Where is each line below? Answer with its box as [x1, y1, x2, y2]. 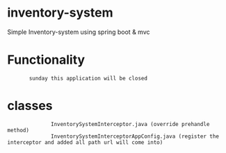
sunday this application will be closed [29, 75, 148, 82]
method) [7, 127, 30, 134]
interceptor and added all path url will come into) [7, 138, 163, 146]
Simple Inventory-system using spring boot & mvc [7, 28, 150, 36]
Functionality [7, 52, 86, 68]
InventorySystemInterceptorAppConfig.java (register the [51, 133, 219, 140]
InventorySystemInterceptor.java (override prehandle [51, 120, 210, 127]
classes [7, 98, 54, 114]
